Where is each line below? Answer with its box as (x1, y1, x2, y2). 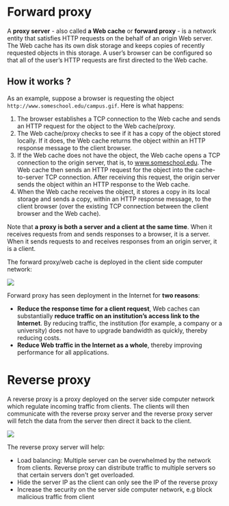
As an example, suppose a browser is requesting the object (7, 94, 174, 102)
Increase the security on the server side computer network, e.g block (16, 485, 213, 494)
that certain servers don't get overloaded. (16, 470, 135, 479)
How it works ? (7, 76, 72, 88)
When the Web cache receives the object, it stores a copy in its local (16, 187, 211, 195)
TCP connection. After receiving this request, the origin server (45, 173, 220, 181)
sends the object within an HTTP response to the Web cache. (16, 180, 190, 189)
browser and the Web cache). (16, 209, 101, 217)
